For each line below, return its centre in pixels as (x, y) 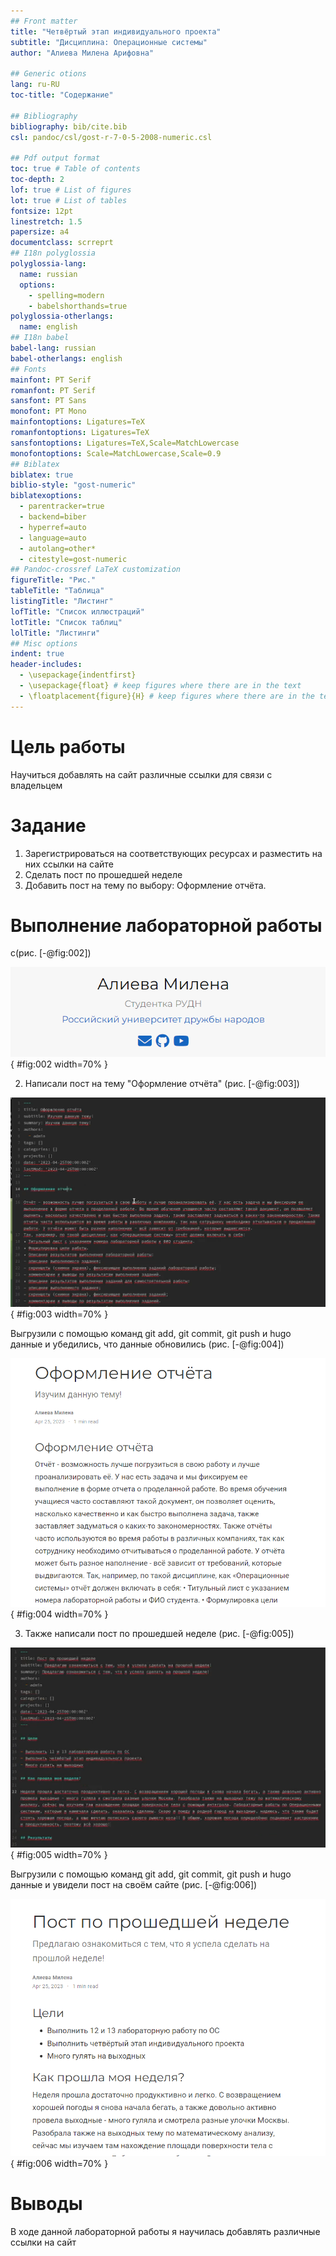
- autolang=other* (58, 548)
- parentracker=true (62, 506)
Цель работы (68, 746)
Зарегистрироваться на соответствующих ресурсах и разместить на (173, 853)
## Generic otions (48, 74)
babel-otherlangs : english (66, 358)
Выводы (46, 2204)
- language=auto (53, 538)
